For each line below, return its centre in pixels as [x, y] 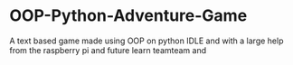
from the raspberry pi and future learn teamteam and [108, 50]
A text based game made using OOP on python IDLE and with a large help [146, 41]
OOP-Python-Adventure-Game [128, 16]
